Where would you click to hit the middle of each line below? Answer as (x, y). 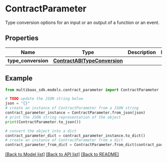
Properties (22, 38)
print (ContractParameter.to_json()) (43, 122)
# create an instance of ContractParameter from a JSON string (72, 108)
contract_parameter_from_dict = (39, 145)
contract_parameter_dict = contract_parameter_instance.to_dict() (75, 136)
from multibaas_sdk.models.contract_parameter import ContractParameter (82, 90)
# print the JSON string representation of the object (63, 117)
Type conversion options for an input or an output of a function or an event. (83, 22)
